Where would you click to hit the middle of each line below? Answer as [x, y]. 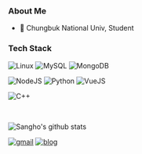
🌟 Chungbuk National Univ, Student [76, 28]
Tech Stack [30, 49]
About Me [27, 11]
